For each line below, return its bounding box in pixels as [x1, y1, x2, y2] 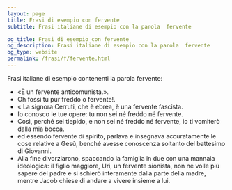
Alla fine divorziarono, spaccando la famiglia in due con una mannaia [17, 154, 215, 162]
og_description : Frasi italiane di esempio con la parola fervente [7, 42, 210, 49]
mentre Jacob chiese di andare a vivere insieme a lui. [17, 176, 171, 184]
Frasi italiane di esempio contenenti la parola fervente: [7, 74, 163, 82]
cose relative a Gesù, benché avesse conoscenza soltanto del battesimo [17, 139, 226, 148]
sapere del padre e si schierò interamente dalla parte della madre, [17, 168, 207, 177]
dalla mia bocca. [17, 125, 65, 133]
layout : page [7, 10, 45, 17]
